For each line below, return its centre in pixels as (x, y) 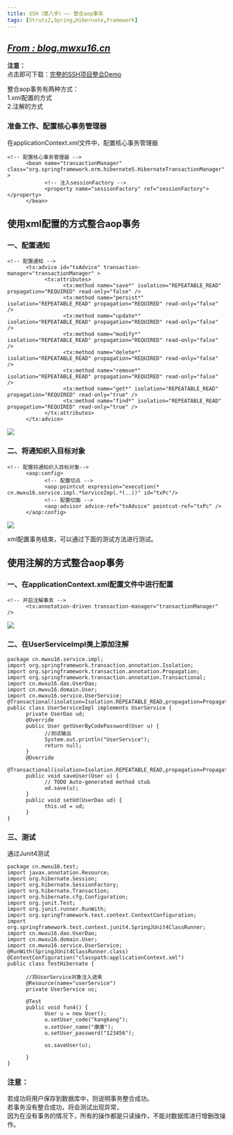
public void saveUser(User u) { (72, 776)
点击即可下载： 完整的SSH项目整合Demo (64, 74)
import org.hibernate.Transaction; (59, 891)
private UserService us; (61, 989)
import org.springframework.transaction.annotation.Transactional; (107, 677)
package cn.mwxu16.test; (43, 867)
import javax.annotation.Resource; (59, 872)
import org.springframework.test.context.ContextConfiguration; (102, 915)
